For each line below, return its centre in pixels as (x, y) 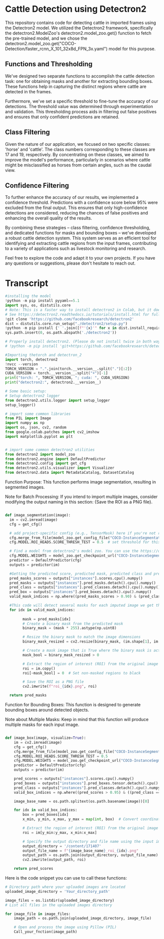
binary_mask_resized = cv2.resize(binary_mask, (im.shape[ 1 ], (87, 642)
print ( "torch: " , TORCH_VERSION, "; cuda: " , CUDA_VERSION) (68, 378)
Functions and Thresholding (49, 64)
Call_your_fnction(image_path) (46, 932)
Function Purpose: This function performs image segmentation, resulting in (81, 482)
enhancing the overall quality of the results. (49, 218)
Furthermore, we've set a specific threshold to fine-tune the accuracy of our (82, 101)
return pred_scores (34, 869)
